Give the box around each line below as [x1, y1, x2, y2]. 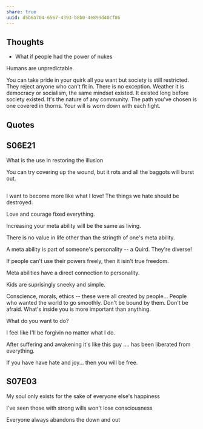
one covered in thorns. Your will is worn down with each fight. [6, 102, 161, 110]
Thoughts [6, 37, 44, 47]
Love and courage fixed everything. [6, 210, 95, 218]
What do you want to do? [6, 317, 69, 324]
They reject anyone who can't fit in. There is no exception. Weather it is [6, 83, 184, 90]
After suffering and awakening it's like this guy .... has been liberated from [6, 341, 191, 348]
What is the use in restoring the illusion [6, 156, 104, 164]
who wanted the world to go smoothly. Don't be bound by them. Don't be [6, 299, 189, 306]
